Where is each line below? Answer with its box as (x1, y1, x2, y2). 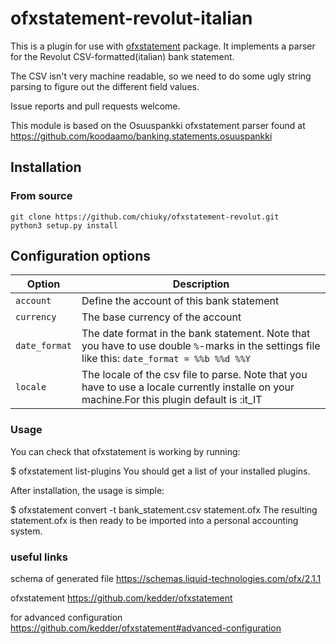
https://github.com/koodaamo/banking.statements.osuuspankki (10, 130, 273, 142)
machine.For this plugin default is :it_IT (81, 393, 263, 407)
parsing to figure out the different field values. (10, 80, 200, 92)
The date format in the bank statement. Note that (81, 327, 311, 341)
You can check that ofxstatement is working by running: (10, 445, 241, 457)
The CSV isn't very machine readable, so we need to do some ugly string (10, 70, 312, 82)
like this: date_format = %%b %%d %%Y (81, 352, 252, 366)
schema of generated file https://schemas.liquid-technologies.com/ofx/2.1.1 (10, 573, 322, 585)
